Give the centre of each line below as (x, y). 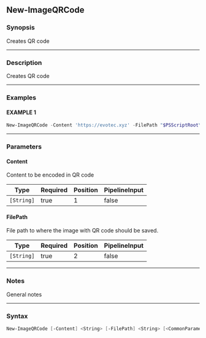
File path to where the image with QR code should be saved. (82, 231)
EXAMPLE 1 (21, 112)
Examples (21, 98)
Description (24, 63)
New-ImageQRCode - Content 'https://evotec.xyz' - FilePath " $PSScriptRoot (103, 125)
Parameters (24, 147)
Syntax (17, 316)
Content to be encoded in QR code (50, 175)
